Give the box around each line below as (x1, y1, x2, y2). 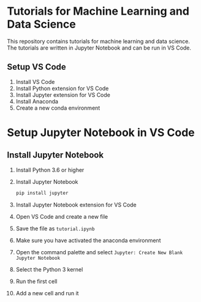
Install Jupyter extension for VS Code (15, 91, 111, 99)
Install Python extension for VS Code (15, 85, 109, 92)
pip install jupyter (15, 190, 69, 196)
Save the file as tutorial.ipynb (15, 225, 95, 232)
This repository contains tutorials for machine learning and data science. (7, 37, 191, 45)
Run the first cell (15, 277, 58, 285)
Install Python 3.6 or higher (15, 166, 85, 173)
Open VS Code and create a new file (15, 213, 108, 220)
